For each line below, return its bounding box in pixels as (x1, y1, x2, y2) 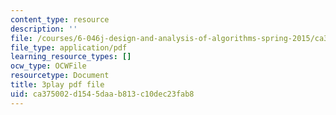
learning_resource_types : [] (10, 52, 132, 62)
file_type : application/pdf (10, 42, 128, 53)
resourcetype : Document (10, 71, 110, 81)
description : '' (10, 24, 78, 34)
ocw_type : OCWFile (10, 61, 87, 71)
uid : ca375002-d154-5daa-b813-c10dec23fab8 (10, 89, 195, 99)
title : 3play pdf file (10, 80, 105, 90)
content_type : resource (10, 14, 110, 25)
